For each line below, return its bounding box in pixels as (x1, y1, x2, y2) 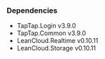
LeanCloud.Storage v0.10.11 (16, 44, 97, 53)
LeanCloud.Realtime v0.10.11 (16, 37, 99, 45)
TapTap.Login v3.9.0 (16, 22, 77, 30)
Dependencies (6, 6, 58, 15)
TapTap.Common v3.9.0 (16, 29, 86, 37)
